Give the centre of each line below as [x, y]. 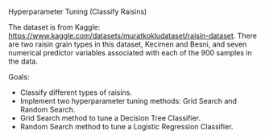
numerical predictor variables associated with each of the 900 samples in [130, 53]
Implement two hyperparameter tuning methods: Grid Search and [128, 101]
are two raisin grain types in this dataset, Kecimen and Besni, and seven [128, 44]
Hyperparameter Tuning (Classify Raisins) [78, 12]
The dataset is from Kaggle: [54, 27]
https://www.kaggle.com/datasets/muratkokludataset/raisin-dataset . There [133, 36]
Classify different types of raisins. [76, 92]
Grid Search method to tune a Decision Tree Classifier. [110, 118]
